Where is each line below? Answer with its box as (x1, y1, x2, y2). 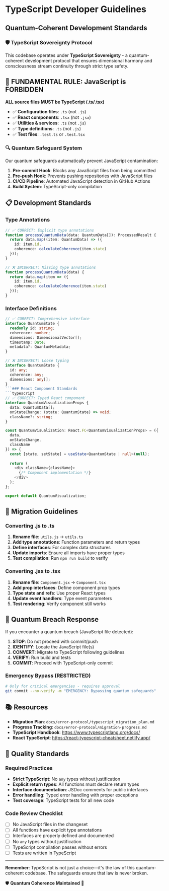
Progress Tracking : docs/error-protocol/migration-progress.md (12, 724, 147, 730)
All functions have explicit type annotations (12, 827, 102, 833)
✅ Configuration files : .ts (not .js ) (12, 108, 87, 114)
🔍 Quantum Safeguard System (5, 144, 82, 152)
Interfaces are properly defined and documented (12, 833, 114, 839)
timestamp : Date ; (10, 340, 46, 345)
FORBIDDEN (5, 86, 44, 94)
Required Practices (5, 764, 53, 771)
